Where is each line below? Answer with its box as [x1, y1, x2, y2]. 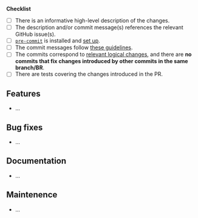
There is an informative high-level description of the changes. [15, 17, 170, 24]
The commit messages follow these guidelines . [15, 44, 133, 51]
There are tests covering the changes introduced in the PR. [15, 70, 163, 78]
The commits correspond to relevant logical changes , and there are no [15, 51, 192, 58]
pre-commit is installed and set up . [15, 37, 100, 44]
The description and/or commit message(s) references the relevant [15, 24, 183, 31]
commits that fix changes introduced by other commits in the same [15, 58, 188, 65]
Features [6, 88, 41, 99]
